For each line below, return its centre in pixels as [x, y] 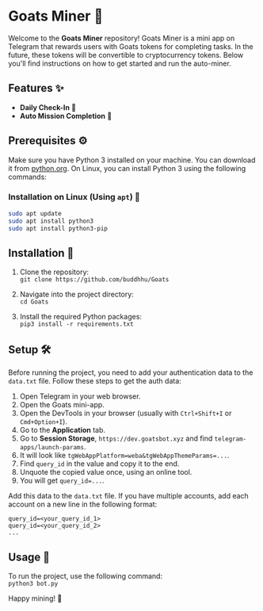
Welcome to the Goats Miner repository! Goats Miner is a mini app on [122, 38]
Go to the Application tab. [62, 430]
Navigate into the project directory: [77, 294]
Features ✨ [36, 88]
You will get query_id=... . [62, 481]
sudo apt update [35, 213]
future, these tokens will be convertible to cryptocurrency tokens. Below [126, 55]
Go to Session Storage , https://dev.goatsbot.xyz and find [116, 438]
